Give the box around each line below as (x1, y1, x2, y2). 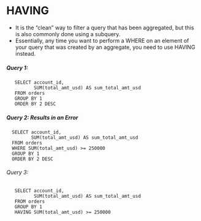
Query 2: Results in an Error (6, 114, 78, 121)
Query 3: (6, 169, 29, 176)
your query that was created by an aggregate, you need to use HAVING (15, 43, 195, 51)
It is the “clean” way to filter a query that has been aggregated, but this (15, 24, 194, 31)
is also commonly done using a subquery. (15, 30, 121, 37)
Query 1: (6, 64, 29, 71)
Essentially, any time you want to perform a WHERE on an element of (15, 37, 189, 44)
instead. (15, 50, 36, 57)
